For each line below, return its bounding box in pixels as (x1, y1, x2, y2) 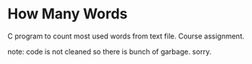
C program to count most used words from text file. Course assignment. (7, 31, 245, 41)
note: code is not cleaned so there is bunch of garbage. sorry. (7, 46, 212, 56)
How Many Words (7, 5, 128, 23)
